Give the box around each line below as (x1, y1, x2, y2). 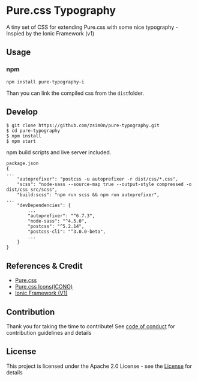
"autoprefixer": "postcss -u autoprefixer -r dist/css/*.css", (17, 176, 179, 182)
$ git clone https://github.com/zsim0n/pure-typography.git (6, 122, 160, 129)
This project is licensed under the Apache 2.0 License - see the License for (6, 362, 193, 370)
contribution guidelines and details (6, 329, 92, 337)
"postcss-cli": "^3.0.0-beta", (28, 229, 106, 235)
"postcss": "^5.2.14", (28, 223, 85, 230)
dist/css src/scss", (6, 187, 58, 193)
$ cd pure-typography (6, 128, 61, 134)
